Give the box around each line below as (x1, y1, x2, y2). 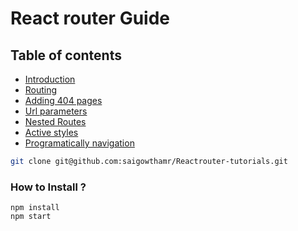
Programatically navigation (24, 137, 135, 149)
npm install (10, 203, 60, 213)
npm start (10, 212, 52, 222)
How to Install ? (10, 180, 87, 194)
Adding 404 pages (24, 95, 103, 106)
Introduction (24, 73, 76, 85)
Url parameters (24, 105, 88, 117)
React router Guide (10, 7, 170, 30)
